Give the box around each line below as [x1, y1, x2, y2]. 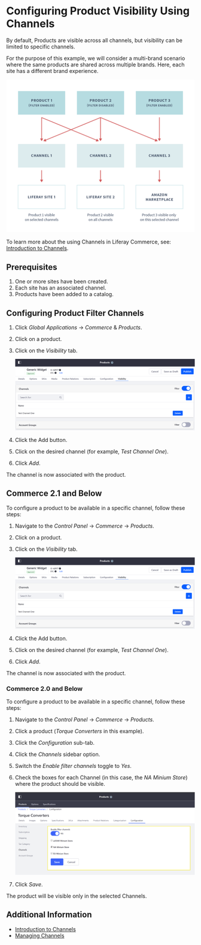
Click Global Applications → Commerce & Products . [14, 324, 142, 331]
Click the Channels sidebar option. [14, 751, 100, 758]
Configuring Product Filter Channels [6, 308, 145, 318]
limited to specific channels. [6, 43, 76, 50]
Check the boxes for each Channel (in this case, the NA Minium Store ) [14, 773, 188, 781]
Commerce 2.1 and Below [6, 489, 102, 499]
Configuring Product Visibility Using [6, 4, 190, 18]
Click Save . [14, 880, 43, 888]
